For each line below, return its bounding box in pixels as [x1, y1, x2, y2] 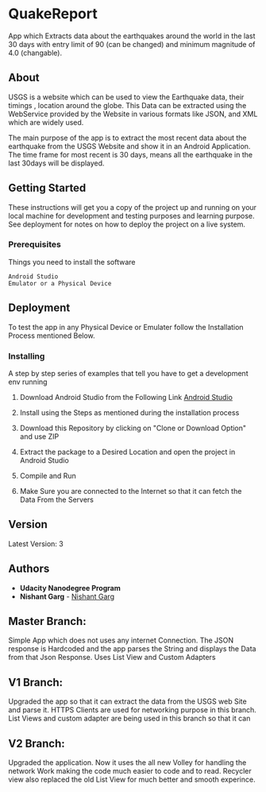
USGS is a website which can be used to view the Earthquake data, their [8, 92, 245, 102]
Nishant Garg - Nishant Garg [19, 592, 115, 601]
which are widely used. [8, 117, 84, 127]
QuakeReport [8, 5, 98, 23]
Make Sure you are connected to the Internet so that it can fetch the [19, 486, 242, 495]
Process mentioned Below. [8, 331, 95, 340]
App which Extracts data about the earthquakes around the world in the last [8, 31, 256, 41]
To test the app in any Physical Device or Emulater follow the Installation [8, 322, 244, 332]
